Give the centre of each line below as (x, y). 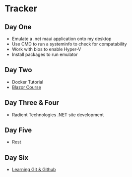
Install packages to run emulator (45, 54)
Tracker (21, 9)
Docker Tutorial (28, 82)
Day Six (17, 157)
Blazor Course (27, 87)
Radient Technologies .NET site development (58, 115)
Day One (18, 27)
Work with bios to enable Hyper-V (46, 49)
